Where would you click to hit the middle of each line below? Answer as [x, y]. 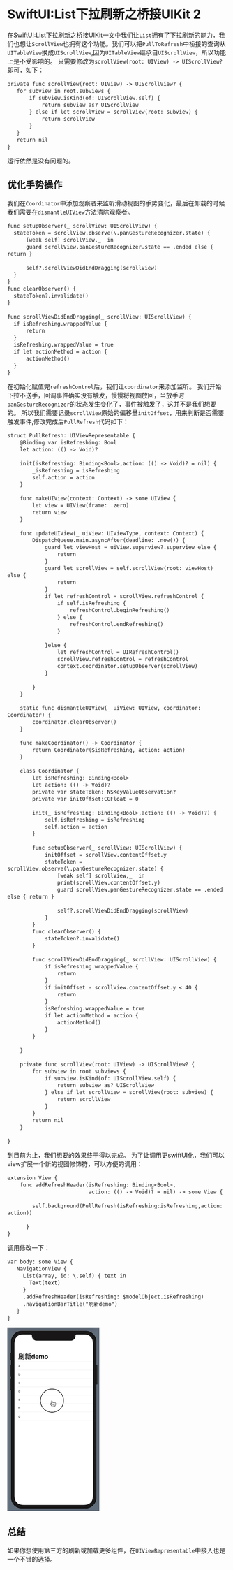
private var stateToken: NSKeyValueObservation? [104, 792]
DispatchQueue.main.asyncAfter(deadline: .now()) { [109, 540]
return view [50, 512]
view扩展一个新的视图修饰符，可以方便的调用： [75, 1163]
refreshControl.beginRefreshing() [120, 610]
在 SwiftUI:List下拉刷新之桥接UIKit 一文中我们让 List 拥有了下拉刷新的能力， [113, 35]
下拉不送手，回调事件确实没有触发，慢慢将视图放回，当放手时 [96, 395]
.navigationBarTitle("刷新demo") [70, 1304]
